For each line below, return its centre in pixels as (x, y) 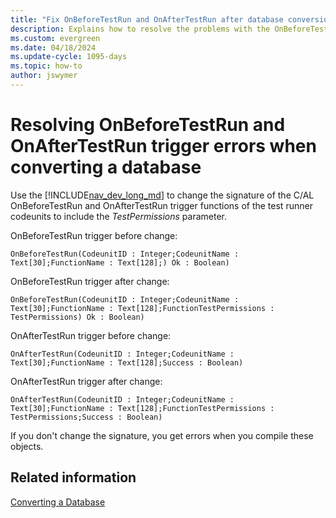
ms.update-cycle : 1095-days (69, 57)
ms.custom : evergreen (55, 38)
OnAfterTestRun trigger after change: (86, 381)
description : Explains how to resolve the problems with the (140, 29)
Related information (73, 477)
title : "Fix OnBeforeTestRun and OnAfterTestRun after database (147, 19)
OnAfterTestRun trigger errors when (163, 146)
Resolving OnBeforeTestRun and (148, 125)
